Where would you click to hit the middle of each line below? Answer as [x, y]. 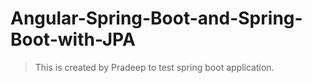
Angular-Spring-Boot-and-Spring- [156, 18]
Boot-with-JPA [73, 39]
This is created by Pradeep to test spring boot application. [154, 67]
